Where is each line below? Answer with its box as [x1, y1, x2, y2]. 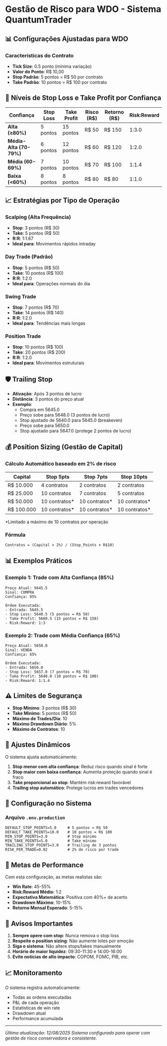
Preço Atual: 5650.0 [5, 643, 48, 648]
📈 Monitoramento [5, 969, 63, 977]
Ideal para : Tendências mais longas [12, 320, 85, 326]
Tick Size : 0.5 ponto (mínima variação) [12, 63, 92, 69]
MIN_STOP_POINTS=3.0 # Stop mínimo [5, 834, 97, 839]
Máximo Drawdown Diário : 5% [12, 721, 77, 727]
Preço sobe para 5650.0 [19, 422, 70, 428]
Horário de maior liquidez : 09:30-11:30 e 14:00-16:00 [12, 948, 122, 954]
